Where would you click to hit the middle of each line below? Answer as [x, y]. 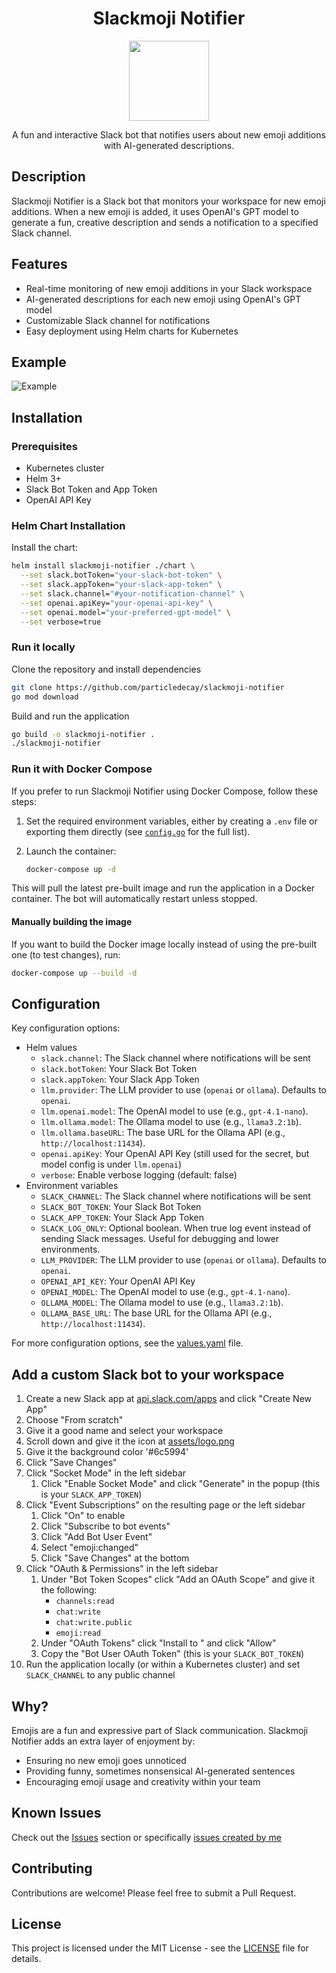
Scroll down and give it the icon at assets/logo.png [130, 1441]
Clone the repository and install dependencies [106, 669]
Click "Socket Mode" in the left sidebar [106, 1473]
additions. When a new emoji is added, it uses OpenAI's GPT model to [155, 211]
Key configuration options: [66, 1028]
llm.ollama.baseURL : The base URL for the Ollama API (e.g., [163, 1133]
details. [26, 1959]
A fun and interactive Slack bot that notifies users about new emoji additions [169, 134]
